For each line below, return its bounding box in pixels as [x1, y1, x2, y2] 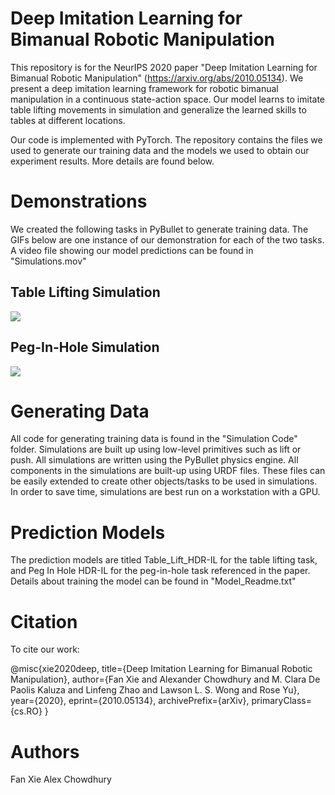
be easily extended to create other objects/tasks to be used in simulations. [10, 475, 318, 487]
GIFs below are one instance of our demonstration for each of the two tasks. [10, 233, 325, 246]
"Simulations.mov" [10, 255, 87, 267]
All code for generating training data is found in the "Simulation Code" [10, 433, 298, 445]
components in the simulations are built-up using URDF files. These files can [10, 465, 326, 477]
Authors [10, 740, 80, 763]
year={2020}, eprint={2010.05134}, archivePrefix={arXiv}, [10, 695, 250, 707]
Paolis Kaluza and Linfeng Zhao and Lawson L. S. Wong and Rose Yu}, [10, 684, 300, 696]
